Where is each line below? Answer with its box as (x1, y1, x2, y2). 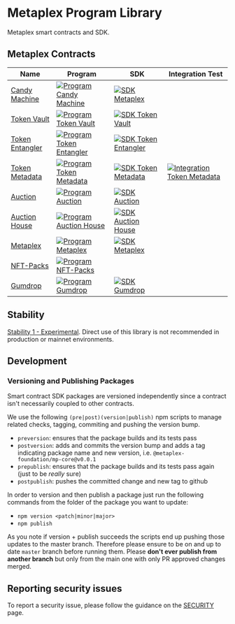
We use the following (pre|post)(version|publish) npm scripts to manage (7, 413, 222, 421)
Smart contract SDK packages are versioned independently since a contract (7, 392, 227, 400)
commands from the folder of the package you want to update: (7, 498, 189, 507)
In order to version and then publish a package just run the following (7, 491, 204, 499)
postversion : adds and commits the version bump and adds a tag (17, 442, 206, 450)
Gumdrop (10, 281, 42, 291)
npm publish (17, 521, 52, 528)
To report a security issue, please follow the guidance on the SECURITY (7, 601, 215, 609)
